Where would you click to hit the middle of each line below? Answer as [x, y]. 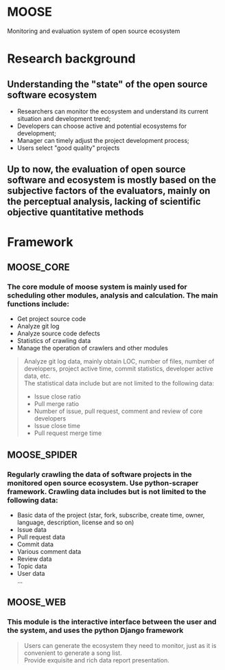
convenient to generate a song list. [73, 653]
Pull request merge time [68, 433]
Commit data [35, 544]
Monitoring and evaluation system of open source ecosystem [94, 31]
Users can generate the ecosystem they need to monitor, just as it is [120, 645]
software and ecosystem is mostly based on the [112, 180]
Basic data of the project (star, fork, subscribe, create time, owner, [111, 515]
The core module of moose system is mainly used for [97, 287]
